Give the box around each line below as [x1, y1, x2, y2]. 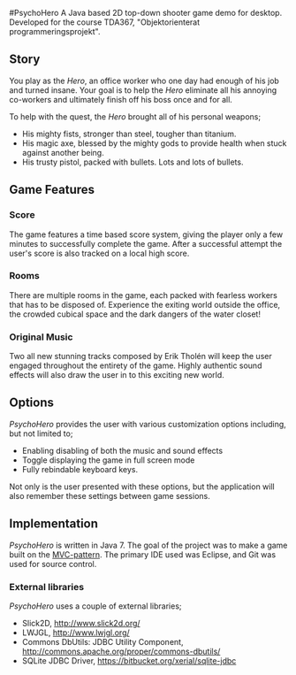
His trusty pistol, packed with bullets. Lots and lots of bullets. [21, 157, 244, 167]
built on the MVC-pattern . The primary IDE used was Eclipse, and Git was [9, 548, 277, 560]
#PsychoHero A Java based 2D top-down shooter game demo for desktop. [9, 8, 283, 18]
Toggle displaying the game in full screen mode [21, 455, 195, 465]
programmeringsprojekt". [9, 27, 101, 36]
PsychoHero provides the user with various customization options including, [9, 418, 287, 429]
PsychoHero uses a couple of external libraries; [9, 601, 183, 611]
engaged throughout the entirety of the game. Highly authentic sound [9, 360, 262, 371]
